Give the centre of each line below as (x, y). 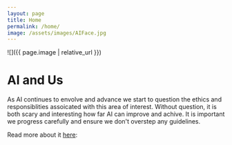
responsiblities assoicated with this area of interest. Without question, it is (112, 107)
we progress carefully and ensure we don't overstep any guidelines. (104, 122)
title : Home (24, 20)
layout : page (26, 13)
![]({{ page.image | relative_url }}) (55, 52)
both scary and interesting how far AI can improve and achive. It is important (116, 114)
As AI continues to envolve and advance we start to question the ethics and (115, 99)
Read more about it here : (42, 135)
